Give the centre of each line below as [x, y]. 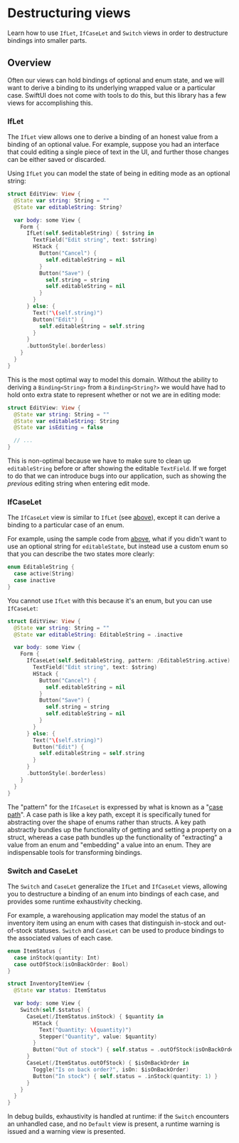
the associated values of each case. [60, 938]
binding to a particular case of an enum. [66, 525]
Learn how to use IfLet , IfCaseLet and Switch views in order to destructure [118, 33]
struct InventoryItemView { [49, 984]
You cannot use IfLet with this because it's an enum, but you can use [110, 600]
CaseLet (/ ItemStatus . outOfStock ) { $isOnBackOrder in [108, 1063]
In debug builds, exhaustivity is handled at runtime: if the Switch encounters [118, 1117]
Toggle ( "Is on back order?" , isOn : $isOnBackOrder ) [111, 1070]
